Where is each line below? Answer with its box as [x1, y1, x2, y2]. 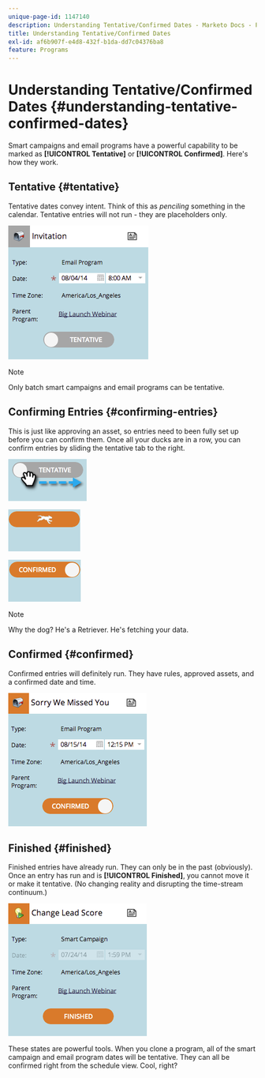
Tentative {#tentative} [8, 180, 120, 193]
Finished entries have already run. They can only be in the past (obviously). [8, 862, 253, 872]
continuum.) [8, 888, 47, 897]
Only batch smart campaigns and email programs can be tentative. [8, 382, 225, 392]
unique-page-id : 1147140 [8, 13, 90, 21]
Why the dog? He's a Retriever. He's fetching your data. [8, 625, 189, 634]
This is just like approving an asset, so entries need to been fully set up [8, 426, 239, 436]
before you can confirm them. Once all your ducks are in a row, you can [8, 434, 241, 444]
